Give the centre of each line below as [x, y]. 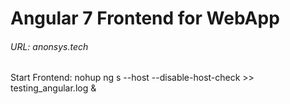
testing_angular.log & [53, 88]
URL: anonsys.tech [49, 46]
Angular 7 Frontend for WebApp [145, 18]
